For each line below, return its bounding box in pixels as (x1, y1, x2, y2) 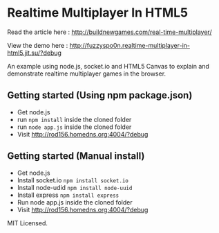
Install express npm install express (17, 191, 120, 199)
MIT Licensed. (7, 218, 48, 227)
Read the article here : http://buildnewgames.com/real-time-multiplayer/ (7, 28, 212, 36)
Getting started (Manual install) (7, 150, 145, 162)
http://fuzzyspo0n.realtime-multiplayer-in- (69, 41, 190, 49)
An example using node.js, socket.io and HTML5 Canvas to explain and (7, 62, 209, 70)
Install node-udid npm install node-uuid (17, 183, 133, 191)
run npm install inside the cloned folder (17, 115, 132, 123)
